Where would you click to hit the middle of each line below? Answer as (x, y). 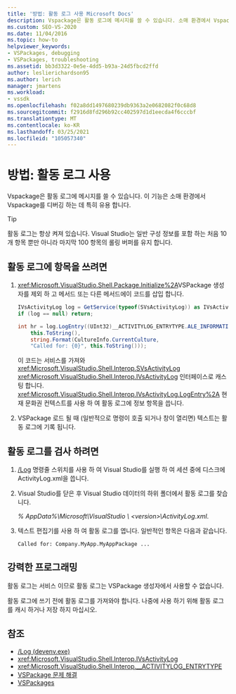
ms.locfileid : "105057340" (47, 138)
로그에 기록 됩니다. (50, 427)
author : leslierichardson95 (48, 73)
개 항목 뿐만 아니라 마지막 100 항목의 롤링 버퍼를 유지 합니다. (90, 242)
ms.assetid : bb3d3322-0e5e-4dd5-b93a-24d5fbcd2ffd (83, 66)
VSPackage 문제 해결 (47, 674)
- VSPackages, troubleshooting (53, 60)
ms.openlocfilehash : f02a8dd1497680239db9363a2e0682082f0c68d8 (102, 106)
